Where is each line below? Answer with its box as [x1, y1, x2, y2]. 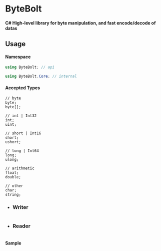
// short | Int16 [5, 131, 41, 136]
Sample [5, 240, 21, 246]
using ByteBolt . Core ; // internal [5, 74, 77, 79]
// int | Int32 [5, 113, 37, 118]
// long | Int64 [5, 148, 39, 153]
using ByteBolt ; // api [5, 65, 55, 70]
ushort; [5, 140, 21, 145]
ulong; [5, 157, 19, 162]
